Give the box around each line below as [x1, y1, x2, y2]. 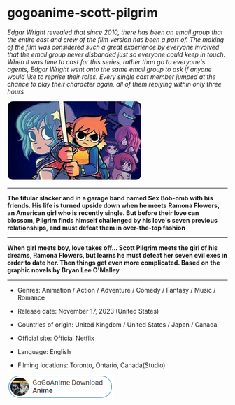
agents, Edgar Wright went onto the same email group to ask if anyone [7, 65, 212, 73]
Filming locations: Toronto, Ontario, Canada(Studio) [17, 361, 166, 369]
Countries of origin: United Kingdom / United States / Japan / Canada [17, 320, 218, 329]
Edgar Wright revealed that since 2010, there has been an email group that [7, 28, 223, 36]
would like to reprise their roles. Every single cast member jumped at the [7, 72, 216, 81]
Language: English [17, 347, 71, 355]
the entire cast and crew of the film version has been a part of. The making [7, 35, 225, 43]
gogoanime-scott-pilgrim [7, 5, 158, 21]
